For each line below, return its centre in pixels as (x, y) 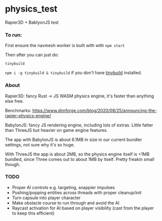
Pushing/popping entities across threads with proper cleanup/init (77, 192)
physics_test (31, 9)
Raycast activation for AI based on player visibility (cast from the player (83, 208)
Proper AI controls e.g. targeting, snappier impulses (63, 187)
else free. (15, 101)
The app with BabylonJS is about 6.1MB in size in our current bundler (74, 140)
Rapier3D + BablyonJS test (32, 22)
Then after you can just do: (32, 55)
